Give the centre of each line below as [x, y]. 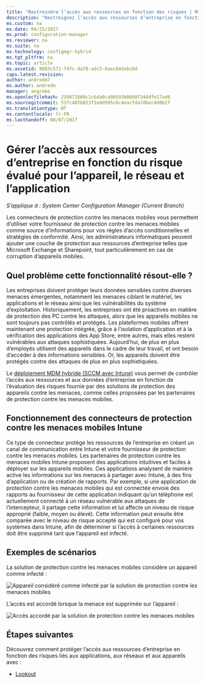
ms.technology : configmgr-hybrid [49, 52]
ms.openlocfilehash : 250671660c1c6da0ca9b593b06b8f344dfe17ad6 [88, 97]
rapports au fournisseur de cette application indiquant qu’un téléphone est [100, 494]
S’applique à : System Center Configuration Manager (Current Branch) [95, 206]
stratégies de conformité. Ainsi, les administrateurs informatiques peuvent [99, 237]
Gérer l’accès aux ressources [82, 150]
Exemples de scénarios [51, 552]
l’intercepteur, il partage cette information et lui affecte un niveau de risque [100, 507]
